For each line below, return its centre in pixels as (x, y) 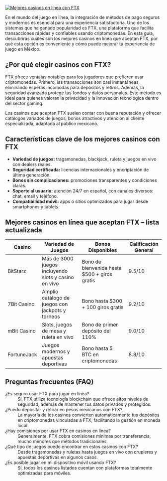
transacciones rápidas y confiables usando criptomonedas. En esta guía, (80, 33)
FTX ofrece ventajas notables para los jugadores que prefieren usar (75, 77)
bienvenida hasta (102, 268)
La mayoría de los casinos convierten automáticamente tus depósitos (89, 415)
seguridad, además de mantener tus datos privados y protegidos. (84, 404)
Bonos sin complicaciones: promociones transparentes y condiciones (85, 180)
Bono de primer (100, 325)
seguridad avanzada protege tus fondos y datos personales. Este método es (83, 93)
